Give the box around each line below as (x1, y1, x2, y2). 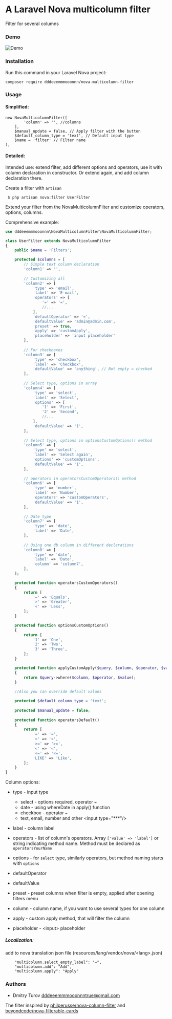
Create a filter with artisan (5, 185, 62, 191)
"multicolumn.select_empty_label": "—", (14, 960, 102, 965)
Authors (5, 981, 27, 988)
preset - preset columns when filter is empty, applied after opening (12, 890, 155, 896)
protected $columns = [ (14, 257, 66, 262)
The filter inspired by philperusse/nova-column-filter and (5, 1002, 125, 1008)
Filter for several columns (5, 20, 59, 27)
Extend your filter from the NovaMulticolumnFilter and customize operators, (5, 204, 165, 210)
